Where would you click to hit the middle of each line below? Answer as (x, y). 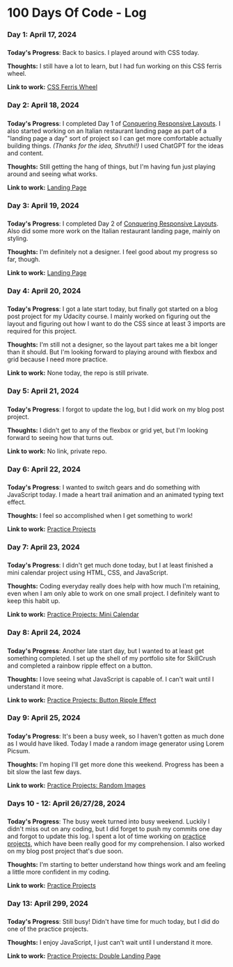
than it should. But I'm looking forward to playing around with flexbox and (112, 352)
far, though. (24, 260)
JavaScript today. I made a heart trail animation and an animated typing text (115, 494)
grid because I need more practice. (57, 359)
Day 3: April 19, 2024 (43, 205)
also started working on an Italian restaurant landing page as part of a (107, 131)
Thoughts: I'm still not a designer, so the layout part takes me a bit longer (112, 345)
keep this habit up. (34, 601)
